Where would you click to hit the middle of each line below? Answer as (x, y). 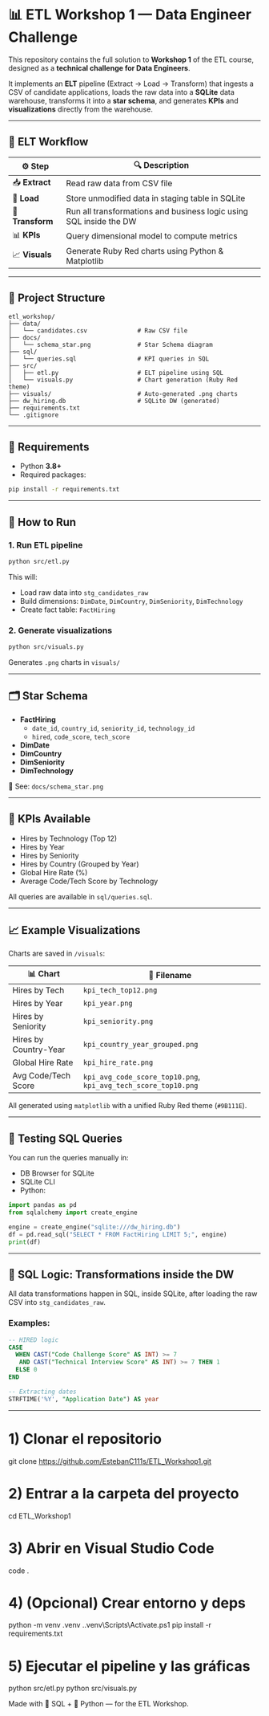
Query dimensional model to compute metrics (152, 236)
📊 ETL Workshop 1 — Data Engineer (130, 15)
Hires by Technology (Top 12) (68, 838)
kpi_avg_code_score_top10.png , (142, 1077)
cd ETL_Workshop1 (40, 1516)
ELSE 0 (26, 1370)
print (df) (25, 1242)
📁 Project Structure (57, 298)
